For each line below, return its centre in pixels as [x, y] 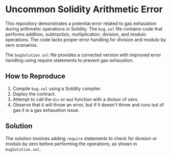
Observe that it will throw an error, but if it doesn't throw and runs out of [88, 105]
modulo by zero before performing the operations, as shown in [71, 144]
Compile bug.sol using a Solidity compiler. [57, 88]
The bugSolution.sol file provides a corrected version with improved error [83, 55]
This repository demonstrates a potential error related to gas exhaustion [81, 23]
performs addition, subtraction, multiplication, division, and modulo [76, 34]
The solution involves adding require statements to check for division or [81, 138]
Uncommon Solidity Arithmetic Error [84, 9]
